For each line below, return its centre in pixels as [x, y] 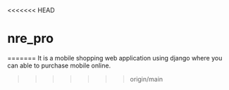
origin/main [147, 79]
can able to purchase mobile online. [59, 65]
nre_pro [31, 39]
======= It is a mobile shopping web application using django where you [115, 58]
